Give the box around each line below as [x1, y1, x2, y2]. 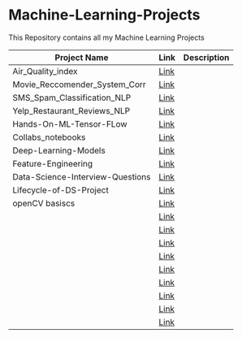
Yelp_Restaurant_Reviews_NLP [12, 105, 131, 116]
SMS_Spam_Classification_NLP [12, 92, 132, 103]
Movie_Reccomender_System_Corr [12, 79, 146, 90]
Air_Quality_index [12, 65, 79, 76]
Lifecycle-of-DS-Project [12, 184, 110, 196]
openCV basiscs [12, 197, 76, 209]
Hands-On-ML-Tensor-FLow [12, 118, 127, 129]
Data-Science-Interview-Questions [12, 171, 151, 182]
